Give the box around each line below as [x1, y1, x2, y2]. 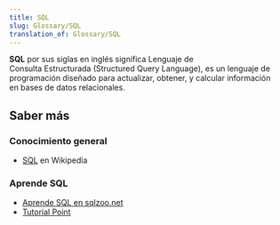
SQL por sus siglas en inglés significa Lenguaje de [9, 54, 194, 65]
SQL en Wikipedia [21, 155, 88, 165]
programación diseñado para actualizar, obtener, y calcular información [9, 73, 271, 84]
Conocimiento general [9, 134, 108, 147]
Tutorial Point [21, 206, 71, 218]
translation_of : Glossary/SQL [9, 29, 122, 38]
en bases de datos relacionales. [9, 82, 126, 93]
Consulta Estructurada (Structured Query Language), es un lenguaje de [9, 63, 271, 74]
